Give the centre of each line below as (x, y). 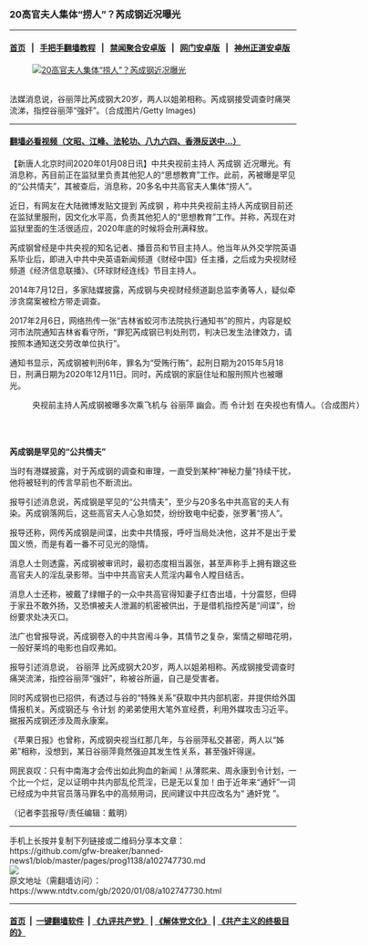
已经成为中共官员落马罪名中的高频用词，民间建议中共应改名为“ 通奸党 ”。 (147, 793)
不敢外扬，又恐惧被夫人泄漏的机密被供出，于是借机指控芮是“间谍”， (161, 605)
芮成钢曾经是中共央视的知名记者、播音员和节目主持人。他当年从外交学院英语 (153, 247)
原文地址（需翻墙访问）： (56, 880)
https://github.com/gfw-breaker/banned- (87, 850)
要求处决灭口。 (45, 616)
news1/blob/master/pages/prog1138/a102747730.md (108, 860)
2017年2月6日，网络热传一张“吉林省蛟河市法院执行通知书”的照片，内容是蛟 (150, 320)
